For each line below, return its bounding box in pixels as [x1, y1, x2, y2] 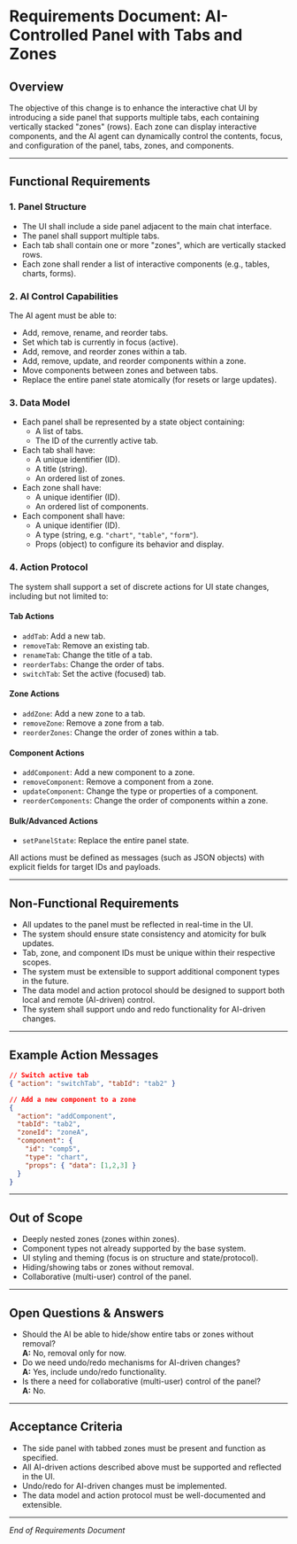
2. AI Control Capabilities [9, 290, 119, 302]
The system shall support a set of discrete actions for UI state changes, [9, 581, 270, 592]
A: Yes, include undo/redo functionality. [21, 1367, 167, 1377]
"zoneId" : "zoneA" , [17, 1128, 89, 1137]
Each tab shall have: [21, 445, 95, 455]
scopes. [21, 957, 51, 967]
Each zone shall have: [21, 483, 102, 493]
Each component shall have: [21, 511, 126, 522]
